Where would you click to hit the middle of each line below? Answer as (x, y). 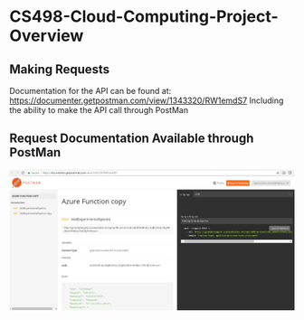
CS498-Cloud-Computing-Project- (144, 17)
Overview (47, 36)
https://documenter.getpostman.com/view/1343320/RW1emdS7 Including (147, 100)
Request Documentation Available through (132, 139)
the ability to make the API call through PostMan (99, 110)
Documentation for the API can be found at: (90, 91)
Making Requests (60, 69)
